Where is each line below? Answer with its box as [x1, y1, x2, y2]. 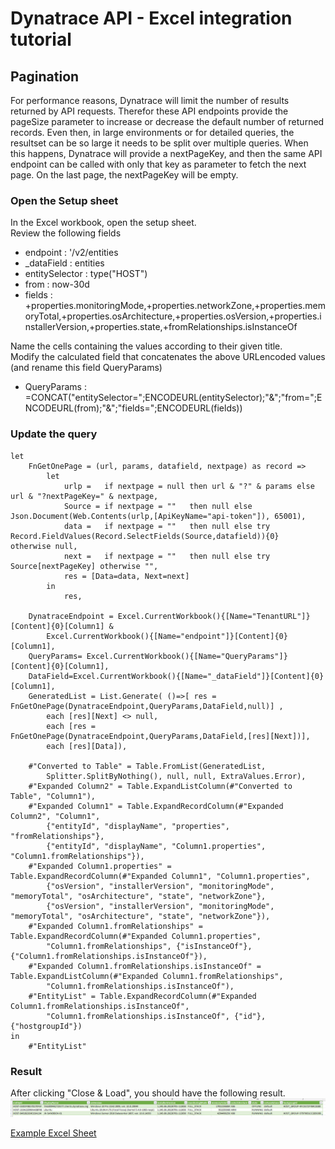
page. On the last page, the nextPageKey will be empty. [10, 169, 239, 181]
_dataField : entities [24, 257, 105, 269]
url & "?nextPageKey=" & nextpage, [10, 491, 159, 501]
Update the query [10, 427, 98, 441]
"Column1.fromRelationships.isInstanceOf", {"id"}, [46, 1011, 267, 1021]
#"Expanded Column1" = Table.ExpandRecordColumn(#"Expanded [28, 801, 284, 811]
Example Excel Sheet [10, 1127, 97, 1139]
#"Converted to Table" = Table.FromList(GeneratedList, [28, 761, 267, 771]
